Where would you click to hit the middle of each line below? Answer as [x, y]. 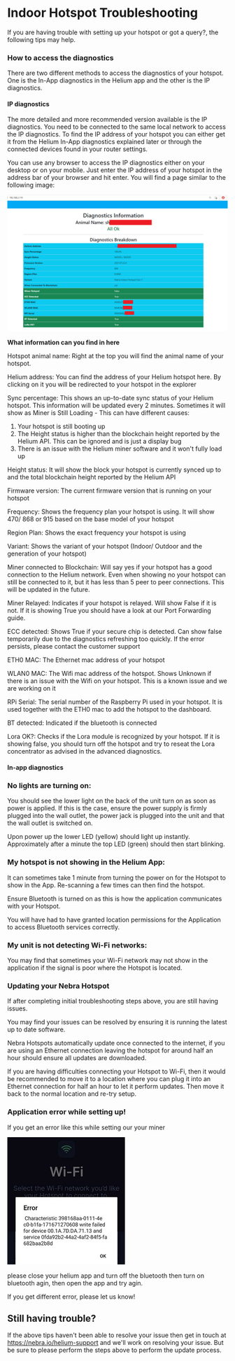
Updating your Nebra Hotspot [58, 986]
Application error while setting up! [67, 1112]
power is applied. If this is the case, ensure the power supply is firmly [107, 808]
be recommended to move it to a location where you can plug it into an [109, 1079]
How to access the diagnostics [60, 57]
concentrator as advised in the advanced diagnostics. [85, 752]
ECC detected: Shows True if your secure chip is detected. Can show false [115, 632]
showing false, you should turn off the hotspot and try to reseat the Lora [111, 744]
